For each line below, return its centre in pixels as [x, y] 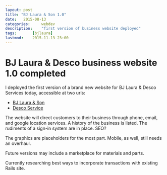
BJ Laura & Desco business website [81, 63]
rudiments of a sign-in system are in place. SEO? [56, 128]
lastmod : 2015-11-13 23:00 [37, 38]
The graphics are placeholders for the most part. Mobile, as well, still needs [84, 138]
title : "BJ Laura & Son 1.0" [36, 15]
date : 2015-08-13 [26, 19]
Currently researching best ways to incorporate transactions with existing [81, 163]
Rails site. [15, 168]
